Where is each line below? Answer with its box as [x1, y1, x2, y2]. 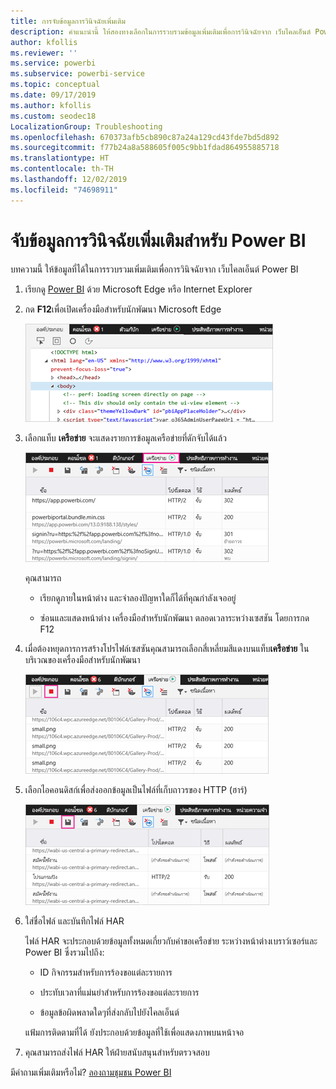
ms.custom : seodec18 [10, 111, 97, 121]
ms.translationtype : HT [10, 153, 110, 164]
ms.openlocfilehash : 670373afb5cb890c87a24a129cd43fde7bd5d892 [10, 132, 280, 142]
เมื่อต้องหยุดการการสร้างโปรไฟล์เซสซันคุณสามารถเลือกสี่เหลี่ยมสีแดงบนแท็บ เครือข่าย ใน [24, 642, 310, 654]
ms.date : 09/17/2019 [10, 90, 97, 100]
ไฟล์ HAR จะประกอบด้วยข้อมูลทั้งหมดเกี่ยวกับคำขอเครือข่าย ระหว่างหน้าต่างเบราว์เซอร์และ [24, 935, 318, 947]
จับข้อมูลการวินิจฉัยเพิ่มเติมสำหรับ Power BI [10, 229, 307, 252]
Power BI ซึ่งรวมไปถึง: [24, 946, 105, 958]
